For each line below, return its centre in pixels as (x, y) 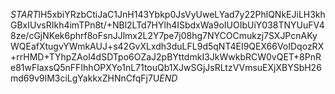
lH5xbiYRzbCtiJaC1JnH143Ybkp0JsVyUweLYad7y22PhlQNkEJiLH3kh (182, 14)
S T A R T (24, 14)
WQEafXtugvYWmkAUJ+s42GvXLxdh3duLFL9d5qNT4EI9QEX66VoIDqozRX (167, 46)
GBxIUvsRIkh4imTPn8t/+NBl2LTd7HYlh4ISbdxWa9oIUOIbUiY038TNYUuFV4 (167, 25)
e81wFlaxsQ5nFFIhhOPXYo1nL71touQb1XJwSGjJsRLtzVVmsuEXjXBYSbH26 (166, 67)
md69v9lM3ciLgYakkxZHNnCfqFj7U (85, 78)
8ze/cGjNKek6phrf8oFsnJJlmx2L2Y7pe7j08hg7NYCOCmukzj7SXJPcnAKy (164, 35)
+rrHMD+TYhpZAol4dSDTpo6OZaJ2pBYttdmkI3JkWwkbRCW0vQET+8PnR (166, 57)
